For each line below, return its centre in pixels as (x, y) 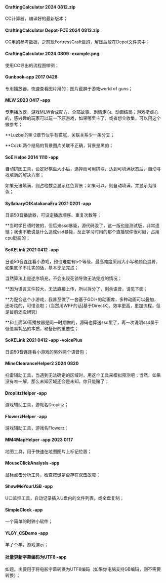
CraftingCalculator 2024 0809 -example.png (52, 54)
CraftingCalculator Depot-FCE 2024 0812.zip (52, 30)
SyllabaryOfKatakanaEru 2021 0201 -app (48, 203)
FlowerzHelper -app (26, 416)
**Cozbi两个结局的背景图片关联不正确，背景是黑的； (59, 146)
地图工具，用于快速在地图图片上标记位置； (48, 451)
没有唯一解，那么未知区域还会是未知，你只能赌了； (57, 381)
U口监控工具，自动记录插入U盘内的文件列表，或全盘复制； (65, 498)
